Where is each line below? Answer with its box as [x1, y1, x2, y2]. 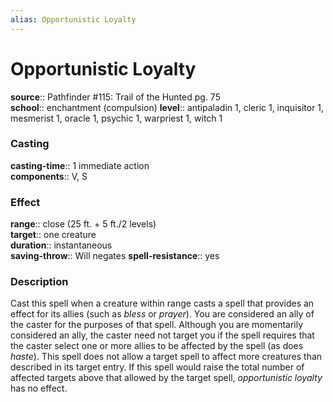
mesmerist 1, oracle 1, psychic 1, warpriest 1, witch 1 [10, 112, 223, 124]
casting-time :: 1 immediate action [10, 159, 150, 171]
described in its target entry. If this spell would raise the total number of [10, 361, 305, 373]
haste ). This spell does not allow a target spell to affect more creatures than [10, 351, 323, 363]
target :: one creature [10, 229, 97, 241]
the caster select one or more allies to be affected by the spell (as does [10, 340, 304, 352]
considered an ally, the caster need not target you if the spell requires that [10, 329, 315, 341]
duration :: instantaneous [10, 239, 113, 251]
